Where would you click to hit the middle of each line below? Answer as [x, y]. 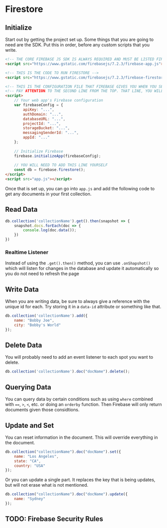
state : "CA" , [28, 461]
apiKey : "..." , [39, 110]
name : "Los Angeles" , [36, 456]
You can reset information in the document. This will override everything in [82, 437]
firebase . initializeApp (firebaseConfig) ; [57, 156]
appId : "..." [37, 137]
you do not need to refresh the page [42, 274]
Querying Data [28, 387]
